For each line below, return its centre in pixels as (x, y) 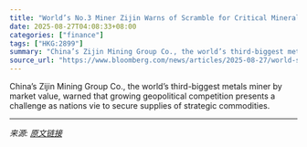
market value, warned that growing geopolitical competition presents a (143, 96)
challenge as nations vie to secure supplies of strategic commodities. (140, 105)
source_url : (32, 60)
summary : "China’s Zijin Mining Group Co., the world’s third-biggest (147, 52)
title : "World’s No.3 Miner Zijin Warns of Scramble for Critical (138, 18)
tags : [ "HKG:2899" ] (47, 43)
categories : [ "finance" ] (57, 35)
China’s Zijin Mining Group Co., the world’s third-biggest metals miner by (146, 86)
